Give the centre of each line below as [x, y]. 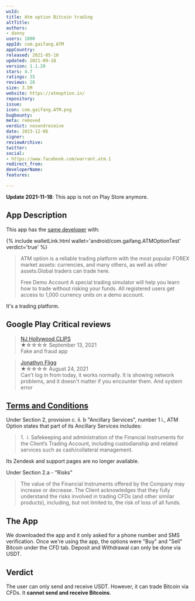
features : [18, 175]
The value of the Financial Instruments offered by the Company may [102, 484]
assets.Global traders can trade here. [65, 271]
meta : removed [23, 121]
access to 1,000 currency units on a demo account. [82, 294]
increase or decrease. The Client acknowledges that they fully [95, 490]
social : [16, 153]
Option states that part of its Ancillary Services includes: [74, 426]
